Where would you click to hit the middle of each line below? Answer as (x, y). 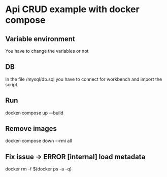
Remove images (31, 129)
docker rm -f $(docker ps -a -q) (39, 169)
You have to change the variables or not (47, 51)
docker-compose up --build (34, 113)
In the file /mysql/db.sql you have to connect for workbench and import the (84, 79)
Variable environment (40, 39)
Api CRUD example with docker (72, 9)
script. (12, 84)
